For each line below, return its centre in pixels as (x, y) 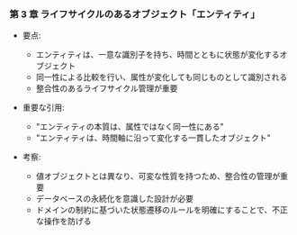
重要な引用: (43, 108)
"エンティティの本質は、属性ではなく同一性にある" (130, 127)
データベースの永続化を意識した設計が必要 (114, 199)
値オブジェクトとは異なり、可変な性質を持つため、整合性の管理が (158, 176)
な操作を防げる (63, 221)
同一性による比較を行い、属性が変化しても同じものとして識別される (162, 77)
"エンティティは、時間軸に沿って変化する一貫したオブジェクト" (153, 138)
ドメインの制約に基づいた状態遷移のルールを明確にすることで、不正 (162, 210)
